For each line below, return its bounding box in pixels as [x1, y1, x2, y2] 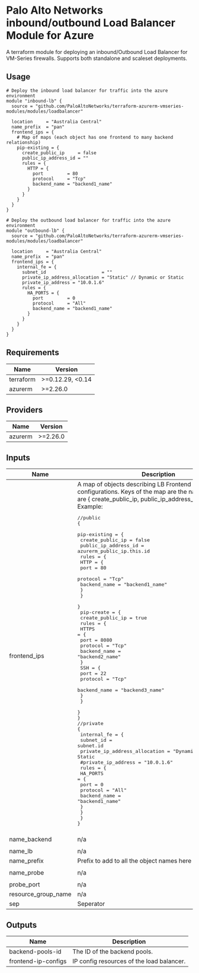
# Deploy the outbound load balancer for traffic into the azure [6, 217, 171, 223]
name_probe [9, 869, 44, 877]
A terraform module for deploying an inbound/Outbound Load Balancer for [6, 48, 188, 55]
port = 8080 [79, 637, 113, 643]
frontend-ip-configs [9, 957, 67, 965]
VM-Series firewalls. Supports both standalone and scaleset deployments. [6, 55, 188, 62]
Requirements [6, 347, 59, 358]
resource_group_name [9, 890, 72, 898]
